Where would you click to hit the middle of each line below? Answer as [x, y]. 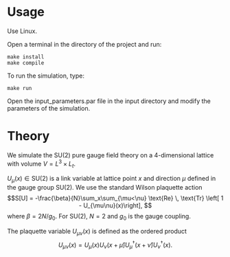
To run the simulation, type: [46, 76]
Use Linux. [22, 31]
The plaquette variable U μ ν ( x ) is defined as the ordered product [97, 232]
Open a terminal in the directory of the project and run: [84, 44]
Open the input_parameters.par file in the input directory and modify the [109, 101]
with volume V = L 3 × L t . [42, 164]
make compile [26, 63]
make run [20, 88]
